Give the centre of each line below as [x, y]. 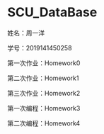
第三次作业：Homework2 [44, 93]
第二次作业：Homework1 [43, 78]
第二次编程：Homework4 [44, 123]
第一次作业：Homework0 [44, 63]
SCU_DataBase [52, 12]
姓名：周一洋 [26, 33]
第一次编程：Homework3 [44, 108]
